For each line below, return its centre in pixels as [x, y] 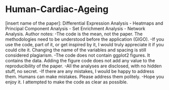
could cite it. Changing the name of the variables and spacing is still [76, 50]
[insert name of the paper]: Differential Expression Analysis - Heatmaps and [84, 23]
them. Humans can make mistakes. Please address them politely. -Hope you [85, 76]
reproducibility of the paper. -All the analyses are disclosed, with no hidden [83, 66]
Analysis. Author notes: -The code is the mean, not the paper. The [74, 34]
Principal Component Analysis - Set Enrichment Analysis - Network [75, 28]
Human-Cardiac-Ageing [57, 9]
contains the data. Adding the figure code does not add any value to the [80, 60]
